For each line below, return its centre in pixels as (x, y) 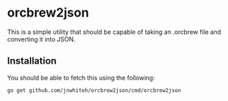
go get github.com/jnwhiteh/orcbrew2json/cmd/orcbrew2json (94, 90)
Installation (32, 61)
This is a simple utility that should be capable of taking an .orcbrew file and (114, 32)
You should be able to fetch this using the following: (81, 77)
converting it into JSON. (42, 39)
